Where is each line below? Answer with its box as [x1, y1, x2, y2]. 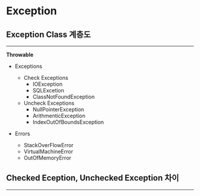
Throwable [6, 51, 34, 58]
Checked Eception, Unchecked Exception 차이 [6, 173, 180, 183]
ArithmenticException [32, 112, 86, 119]
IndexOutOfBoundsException [32, 119, 104, 126]
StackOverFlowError [23, 142, 74, 148]
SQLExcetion [32, 87, 64, 94]
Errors [14, 130, 30, 137]
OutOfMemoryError [23, 154, 71, 161]
